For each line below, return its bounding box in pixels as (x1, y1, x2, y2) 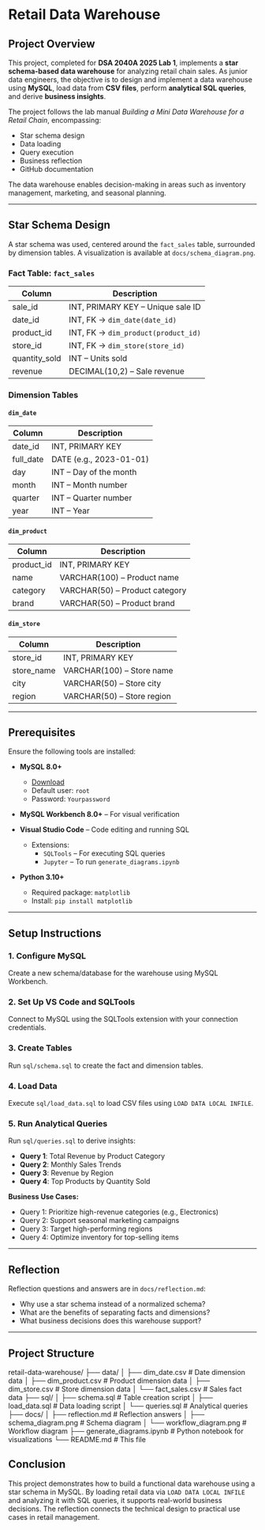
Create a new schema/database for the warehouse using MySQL (8, 968, 218, 978)
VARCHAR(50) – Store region (62, 690, 172, 701)
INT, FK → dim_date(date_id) (69, 314, 177, 325)
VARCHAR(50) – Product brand (59, 598, 175, 609)
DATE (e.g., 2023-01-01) (50, 454, 150, 465)
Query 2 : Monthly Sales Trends (19, 1160, 122, 1169)
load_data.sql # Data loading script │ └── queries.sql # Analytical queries (8, 1401, 248, 1410)
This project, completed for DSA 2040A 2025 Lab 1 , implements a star (8, 58, 239, 67)
